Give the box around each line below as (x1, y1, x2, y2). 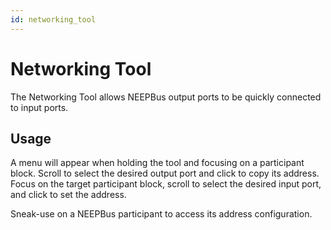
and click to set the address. (10, 189, 127, 201)
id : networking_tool (10, 14, 97, 25)
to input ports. (10, 101, 69, 113)
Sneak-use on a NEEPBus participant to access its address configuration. (10, 208, 313, 220)
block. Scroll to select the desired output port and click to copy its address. (10, 167, 320, 180)
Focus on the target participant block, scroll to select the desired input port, (10, 178, 322, 190)
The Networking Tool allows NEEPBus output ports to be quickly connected (10, 91, 322, 103)
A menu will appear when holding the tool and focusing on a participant (10, 157, 305, 169)
